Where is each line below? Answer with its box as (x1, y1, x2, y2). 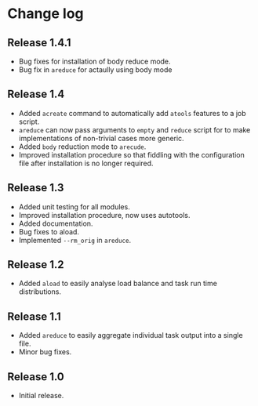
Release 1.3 (7, 181, 64, 194)
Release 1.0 (7, 370, 64, 383)
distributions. (18, 287, 62, 296)
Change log (7, 5, 84, 23)
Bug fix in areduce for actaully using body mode (18, 65, 173, 74)
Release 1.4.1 (7, 36, 71, 49)
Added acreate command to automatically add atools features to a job (18, 108, 246, 118)
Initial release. (18, 391, 64, 401)
